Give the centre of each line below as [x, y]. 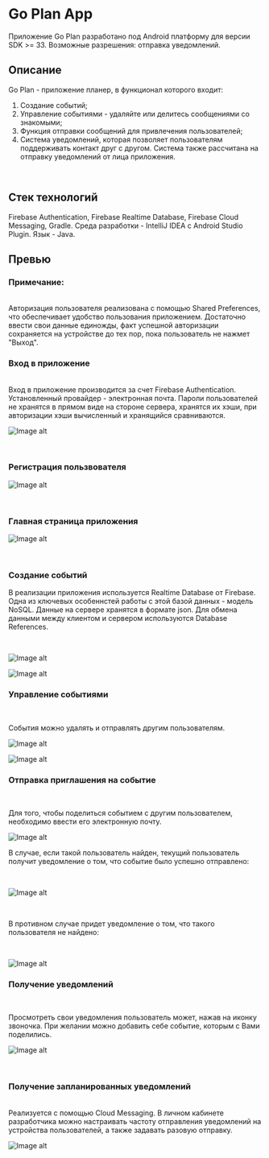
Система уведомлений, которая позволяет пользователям [121, 139]
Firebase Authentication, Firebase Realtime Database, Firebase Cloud [124, 217]
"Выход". [23, 342]
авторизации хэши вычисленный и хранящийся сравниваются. [117, 415]
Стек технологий [53, 198]
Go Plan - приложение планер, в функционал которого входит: [116, 89]
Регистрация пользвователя [67, 467]
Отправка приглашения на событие [82, 780]
